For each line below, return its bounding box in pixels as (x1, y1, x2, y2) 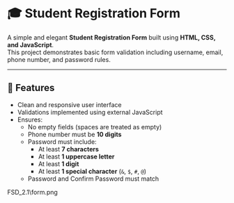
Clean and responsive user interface (17, 100, 122, 108)
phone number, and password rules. (7, 55, 111, 63)
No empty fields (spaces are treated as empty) (27, 122, 162, 131)
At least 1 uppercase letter (38, 152, 115, 161)
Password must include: (27, 137, 97, 146)
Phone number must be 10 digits (27, 130, 122, 138)
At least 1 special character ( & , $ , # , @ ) (38, 167, 147, 175)
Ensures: (17, 115, 43, 124)
